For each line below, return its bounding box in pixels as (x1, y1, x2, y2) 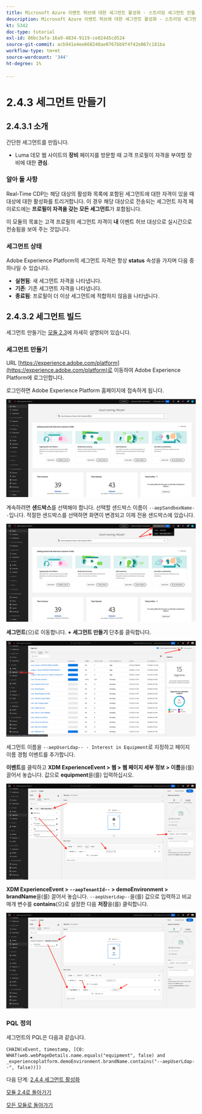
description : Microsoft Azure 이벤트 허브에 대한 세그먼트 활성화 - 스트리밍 (6, 16, 182, 22)
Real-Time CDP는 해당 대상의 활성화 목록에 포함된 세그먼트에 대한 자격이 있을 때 (6, 190, 194, 197)
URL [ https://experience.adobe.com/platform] (6, 359, 120, 367)
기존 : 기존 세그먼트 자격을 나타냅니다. (14, 285, 102, 292)
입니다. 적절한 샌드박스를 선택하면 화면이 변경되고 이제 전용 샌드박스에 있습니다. (8, 512, 195, 519)
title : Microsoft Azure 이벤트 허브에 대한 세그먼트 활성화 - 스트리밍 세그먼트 (6, 10, 185, 16)
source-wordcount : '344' (6, 54, 69, 60)
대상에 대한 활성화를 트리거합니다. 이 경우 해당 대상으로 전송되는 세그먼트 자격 (6, 198, 188, 205)
